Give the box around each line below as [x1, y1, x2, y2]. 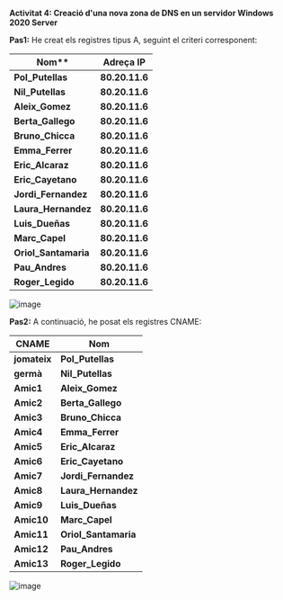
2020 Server [9, 17, 58, 28]
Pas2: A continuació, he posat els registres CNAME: [9, 317, 202, 327]
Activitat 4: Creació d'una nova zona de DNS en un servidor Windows [9, 8, 274, 18]
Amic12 [13, 543, 49, 555]
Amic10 [13, 514, 49, 525]
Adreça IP [102, 56, 146, 68]
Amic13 [13, 558, 49, 569]
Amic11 [13, 528, 49, 541]
